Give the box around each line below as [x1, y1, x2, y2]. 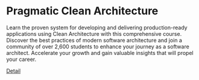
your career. [6, 56, 37, 63]
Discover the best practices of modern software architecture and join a [6, 36, 183, 44]
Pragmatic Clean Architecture [6, 4, 159, 18]
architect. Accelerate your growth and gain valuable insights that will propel [6, 49, 194, 56]
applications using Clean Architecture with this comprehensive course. [6, 30, 182, 37]
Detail [6, 67, 21, 74]
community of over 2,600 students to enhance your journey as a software [6, 43, 190, 50]
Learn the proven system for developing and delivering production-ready [6, 24, 188, 31]
